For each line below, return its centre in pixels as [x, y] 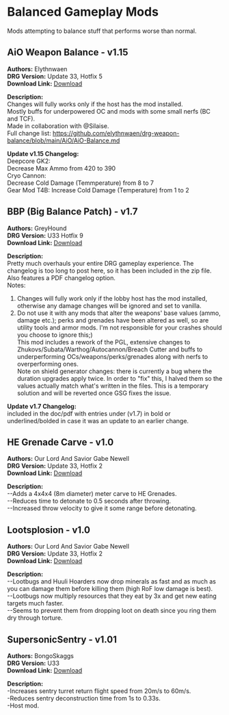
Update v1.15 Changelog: [43, 153]
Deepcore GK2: [29, 161]
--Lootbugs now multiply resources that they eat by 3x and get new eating [112, 596]
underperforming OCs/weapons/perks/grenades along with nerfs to [112, 356]
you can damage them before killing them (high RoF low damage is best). [110, 589]
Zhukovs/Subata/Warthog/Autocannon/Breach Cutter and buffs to [110, 349]
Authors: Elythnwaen [37, 68]
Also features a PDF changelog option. [62, 277]
